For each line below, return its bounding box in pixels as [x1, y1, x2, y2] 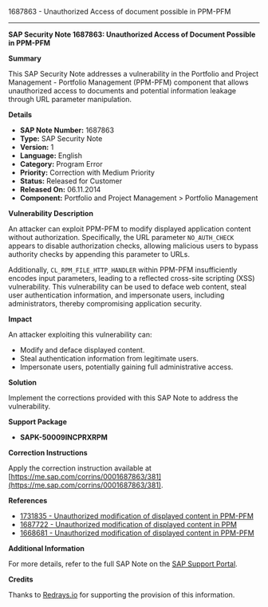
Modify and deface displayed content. [19, 345, 145, 354]
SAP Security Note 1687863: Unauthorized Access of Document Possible [8, 30, 256, 39]
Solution [8, 378, 37, 387]
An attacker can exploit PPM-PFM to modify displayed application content [8, 224, 251, 234]
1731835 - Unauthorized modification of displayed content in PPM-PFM [19, 511, 254, 521]
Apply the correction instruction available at [8, 463, 152, 473]
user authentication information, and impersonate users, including [8, 290, 225, 300]
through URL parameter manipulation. [8, 95, 132, 104]
